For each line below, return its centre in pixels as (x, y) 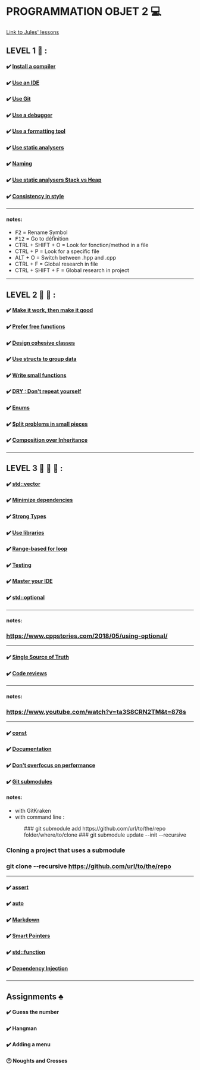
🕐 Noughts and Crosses (37, 1060)
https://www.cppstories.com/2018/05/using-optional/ (87, 636)
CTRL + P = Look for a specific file (57, 251)
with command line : (40, 817)
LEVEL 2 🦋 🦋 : (31, 294)
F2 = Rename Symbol (41, 232)
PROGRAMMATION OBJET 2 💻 (84, 12)
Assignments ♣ (35, 996)
